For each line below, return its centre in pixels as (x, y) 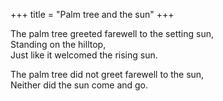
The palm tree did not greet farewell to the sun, (107, 74)
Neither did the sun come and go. (79, 85)
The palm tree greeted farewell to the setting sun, (112, 33)
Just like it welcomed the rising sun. (84, 55)
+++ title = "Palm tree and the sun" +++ (92, 14)
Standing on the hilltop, (58, 44)
